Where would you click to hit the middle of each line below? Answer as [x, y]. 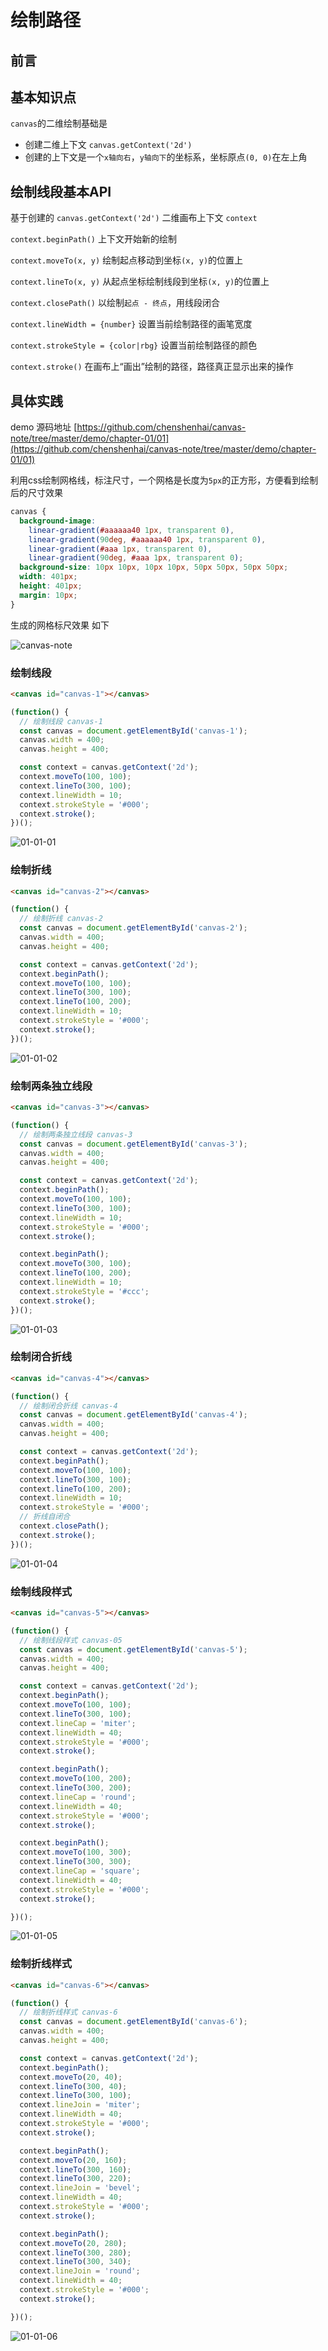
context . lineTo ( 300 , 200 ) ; [75, 1788]
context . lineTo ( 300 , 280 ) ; [75, 2252]
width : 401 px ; [48, 577]
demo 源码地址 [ [44, 427]
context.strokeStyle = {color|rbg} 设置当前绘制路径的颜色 [134, 345]
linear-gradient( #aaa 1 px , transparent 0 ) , [120, 549]
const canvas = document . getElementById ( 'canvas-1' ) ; [133, 731]
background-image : [58, 521]
